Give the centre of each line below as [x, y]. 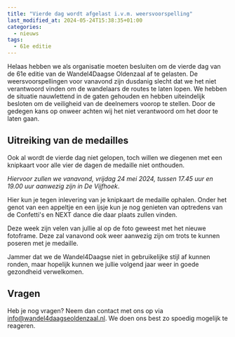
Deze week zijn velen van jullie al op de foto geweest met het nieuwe [107, 228]
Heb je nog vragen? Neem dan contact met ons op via [85, 310]
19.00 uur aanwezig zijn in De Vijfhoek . [63, 186]
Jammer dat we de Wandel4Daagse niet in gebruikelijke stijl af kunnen [109, 256]
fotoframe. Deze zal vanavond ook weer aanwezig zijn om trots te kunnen [114, 235]
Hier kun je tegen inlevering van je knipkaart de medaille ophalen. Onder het [117, 199]
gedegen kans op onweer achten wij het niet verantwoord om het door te [113, 111]
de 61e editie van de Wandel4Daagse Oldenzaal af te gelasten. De [103, 74]
